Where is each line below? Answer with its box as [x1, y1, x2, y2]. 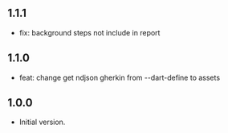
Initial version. [18, 117, 66, 127]
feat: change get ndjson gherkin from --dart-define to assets [18, 73, 221, 82]
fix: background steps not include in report [18, 27, 161, 37]
